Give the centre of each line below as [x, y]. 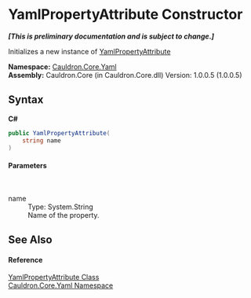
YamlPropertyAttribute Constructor [125, 15]
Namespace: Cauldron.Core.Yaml [62, 66]
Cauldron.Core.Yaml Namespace [61, 285]
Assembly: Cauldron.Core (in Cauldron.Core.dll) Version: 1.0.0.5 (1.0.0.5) [125, 75]
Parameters [27, 165]
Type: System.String [61, 207]
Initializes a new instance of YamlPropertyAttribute [89, 51]
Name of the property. [64, 215]
